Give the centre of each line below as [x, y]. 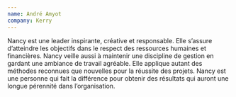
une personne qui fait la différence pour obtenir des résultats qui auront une [118, 78]
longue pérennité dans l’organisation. [61, 86]
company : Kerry [30, 21]
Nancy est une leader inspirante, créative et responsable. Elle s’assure [110, 40]
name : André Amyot [34, 14]
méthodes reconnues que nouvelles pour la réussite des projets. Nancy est [117, 71]
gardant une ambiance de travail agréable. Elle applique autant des [105, 63]
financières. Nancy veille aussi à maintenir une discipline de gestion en [111, 56]
